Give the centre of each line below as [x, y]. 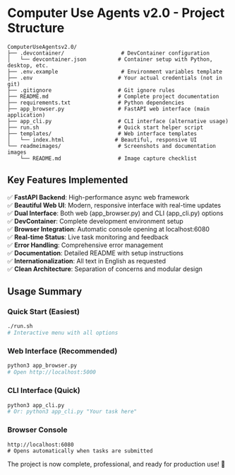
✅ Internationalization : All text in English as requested [87, 261]
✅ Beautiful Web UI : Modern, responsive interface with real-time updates [114, 205]
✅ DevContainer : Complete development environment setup [95, 221]
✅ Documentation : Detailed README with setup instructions [95, 253]
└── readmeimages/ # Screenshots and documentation [112, 146]
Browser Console [37, 430]
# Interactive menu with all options [63, 333]
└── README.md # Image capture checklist [109, 158]
